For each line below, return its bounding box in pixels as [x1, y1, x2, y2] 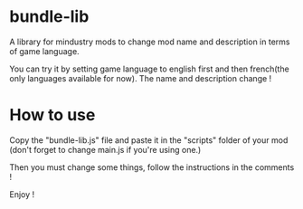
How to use [9, 105, 96, 126]
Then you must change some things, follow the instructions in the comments [9, 161, 295, 173]
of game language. [9, 45, 80, 56]
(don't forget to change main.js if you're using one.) [9, 144, 202, 155]
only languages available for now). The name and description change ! [9, 72, 272, 83]
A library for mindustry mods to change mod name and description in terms [9, 36, 290, 47]
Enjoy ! [9, 188, 35, 200]
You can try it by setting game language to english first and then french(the [9, 63, 289, 74]
